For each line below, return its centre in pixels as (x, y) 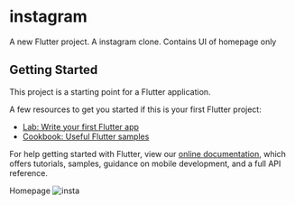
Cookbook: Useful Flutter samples (86, 136)
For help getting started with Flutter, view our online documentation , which (148, 154)
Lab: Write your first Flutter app (81, 126)
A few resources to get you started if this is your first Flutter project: (135, 109)
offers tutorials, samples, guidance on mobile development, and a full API (145, 163)
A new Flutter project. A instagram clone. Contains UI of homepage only (143, 42)
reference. (28, 172)
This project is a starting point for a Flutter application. (110, 91)
